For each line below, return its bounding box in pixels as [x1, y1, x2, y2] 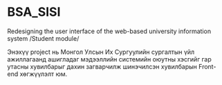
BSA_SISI [7, 4, 61, 20]
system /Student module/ [7, 34, 80, 42]
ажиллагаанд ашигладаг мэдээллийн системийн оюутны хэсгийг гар [7, 55, 212, 63]
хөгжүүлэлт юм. [19, 70, 68, 78]
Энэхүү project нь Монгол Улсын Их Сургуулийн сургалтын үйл [7, 48, 195, 56]
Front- [198, 62, 216, 70]
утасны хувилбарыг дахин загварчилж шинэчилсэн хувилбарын [7, 62, 197, 70]
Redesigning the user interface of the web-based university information [7, 27, 212, 35]
